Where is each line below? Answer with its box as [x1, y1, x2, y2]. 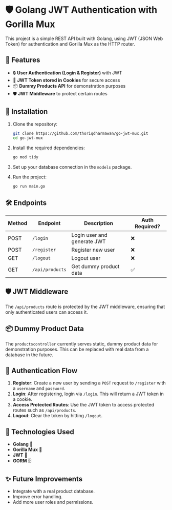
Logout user [71, 254, 101, 261]
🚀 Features [5, 56, 40, 65]
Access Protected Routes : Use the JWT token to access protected [12, 402, 155, 408]
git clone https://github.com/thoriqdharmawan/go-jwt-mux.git [12, 131, 148, 136]
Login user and [71, 231, 107, 238]
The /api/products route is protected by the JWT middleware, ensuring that [5, 303, 165, 310]
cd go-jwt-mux [12, 135, 43, 141]
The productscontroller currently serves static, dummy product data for [5, 340, 158, 346]
